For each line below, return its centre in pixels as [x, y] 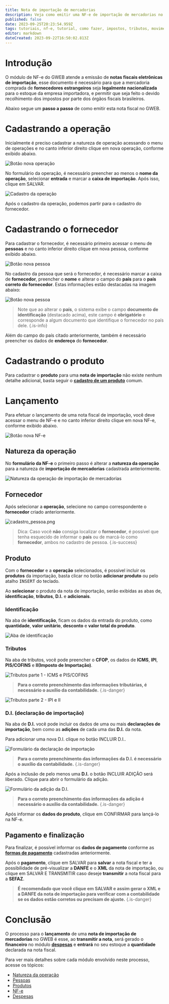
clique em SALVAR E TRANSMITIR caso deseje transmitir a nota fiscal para [83, 873]
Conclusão [28, 919]
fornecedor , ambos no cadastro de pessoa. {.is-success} [77, 542]
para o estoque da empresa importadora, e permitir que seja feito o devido [82, 93]
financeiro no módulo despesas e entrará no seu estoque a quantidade [80, 944]
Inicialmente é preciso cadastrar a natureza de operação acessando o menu [84, 143]
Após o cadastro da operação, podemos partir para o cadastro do [73, 203]
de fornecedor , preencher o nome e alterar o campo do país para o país [81, 279]
